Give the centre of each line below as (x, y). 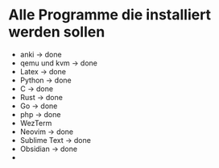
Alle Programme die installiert (110, 15)
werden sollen (57, 32)
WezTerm (36, 123)
